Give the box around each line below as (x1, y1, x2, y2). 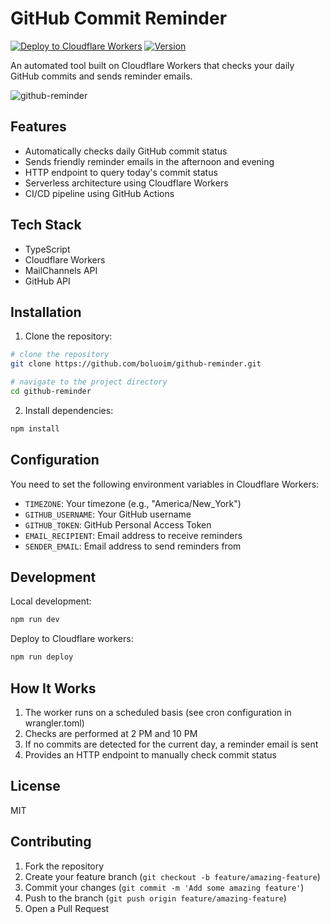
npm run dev (10, 615, 60, 625)
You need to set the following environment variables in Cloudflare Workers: (10, 478, 320, 490)
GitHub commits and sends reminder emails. (10, 70, 193, 82)
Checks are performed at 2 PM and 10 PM (24, 727, 198, 739)
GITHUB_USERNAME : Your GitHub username (24, 508, 192, 520)
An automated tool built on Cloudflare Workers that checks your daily (10, 59, 295, 71)
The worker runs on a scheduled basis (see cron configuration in (24, 706, 292, 718)
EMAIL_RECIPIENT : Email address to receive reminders (24, 529, 243, 541)
